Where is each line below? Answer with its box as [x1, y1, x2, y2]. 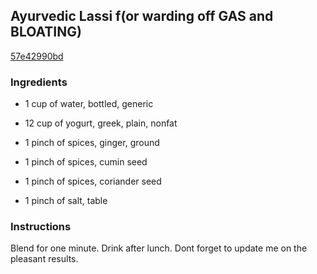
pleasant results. [10, 253, 79, 265]
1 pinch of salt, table [24, 195, 108, 207]
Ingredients [10, 75, 68, 89]
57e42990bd [10, 50, 64, 62]
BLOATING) [10, 24, 82, 41]
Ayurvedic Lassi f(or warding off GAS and [10, 8, 274, 25]
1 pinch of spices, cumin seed [24, 156, 148, 168]
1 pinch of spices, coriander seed [24, 175, 162, 188]
